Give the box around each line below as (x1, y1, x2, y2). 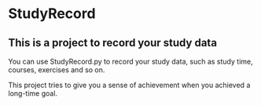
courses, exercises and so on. (8, 65, 105, 75)
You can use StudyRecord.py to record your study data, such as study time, (8, 57, 253, 66)
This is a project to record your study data (8, 36, 218, 49)
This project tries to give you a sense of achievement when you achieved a (8, 80, 251, 90)
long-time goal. (8, 89, 57, 98)
